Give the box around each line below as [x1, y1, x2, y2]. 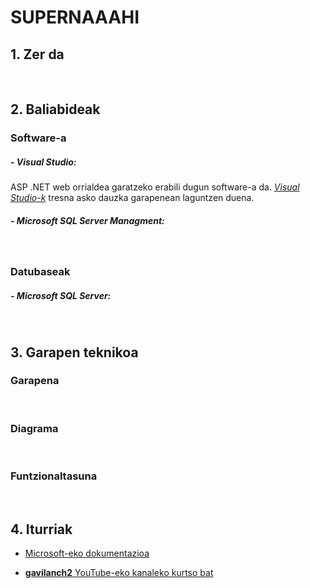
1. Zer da [10, 46, 65, 63]
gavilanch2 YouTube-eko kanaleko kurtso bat [24, 567, 214, 579]
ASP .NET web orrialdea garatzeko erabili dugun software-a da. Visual [10, 181, 300, 193]
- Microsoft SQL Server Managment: [10, 214, 165, 226]
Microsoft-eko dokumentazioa [24, 547, 150, 560]
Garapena [10, 374, 60, 388]
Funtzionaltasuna [10, 469, 98, 483]
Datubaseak [10, 265, 71, 279]
